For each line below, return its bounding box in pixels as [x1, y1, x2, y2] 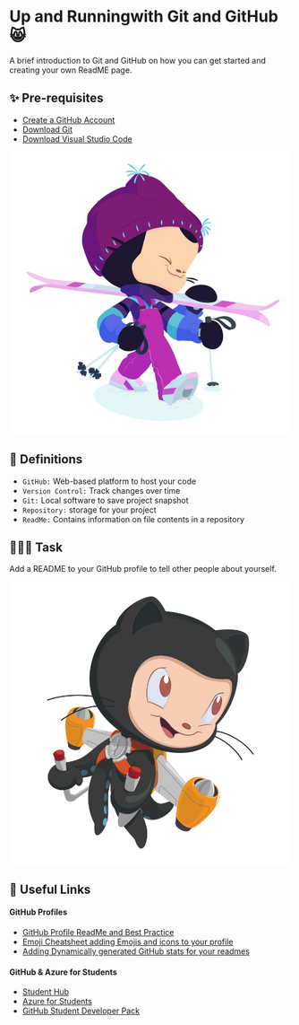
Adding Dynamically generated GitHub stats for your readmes [21, 945, 251, 957]
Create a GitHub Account [21, 114, 115, 125]
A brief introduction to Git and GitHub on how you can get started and [9, 55, 267, 66]
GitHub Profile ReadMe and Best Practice [21, 926, 175, 937]
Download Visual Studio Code [21, 133, 132, 145]
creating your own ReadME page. [9, 65, 132, 75]
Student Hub [21, 986, 70, 997]
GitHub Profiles [9, 907, 68, 917]
